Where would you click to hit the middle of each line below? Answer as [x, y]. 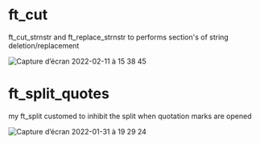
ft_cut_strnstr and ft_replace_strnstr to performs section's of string [119, 37]
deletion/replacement [44, 45]
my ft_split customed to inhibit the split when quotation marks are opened [130, 116]
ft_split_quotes [59, 94]
